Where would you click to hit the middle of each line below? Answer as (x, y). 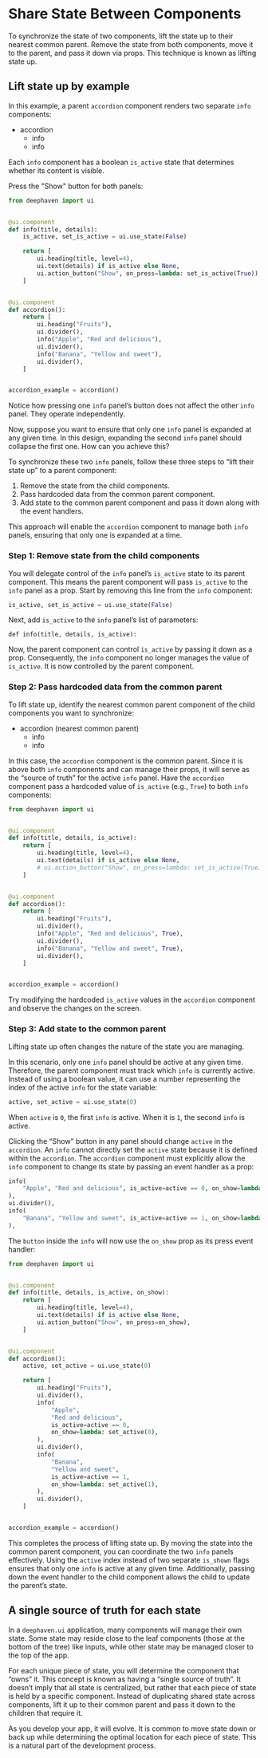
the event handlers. (51, 511)
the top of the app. (39, 1655)
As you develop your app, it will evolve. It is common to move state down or (132, 1728)
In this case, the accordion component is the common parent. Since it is (126, 761)
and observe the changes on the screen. (75, 1008)
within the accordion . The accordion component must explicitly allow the (127, 1158)
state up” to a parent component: (63, 471)
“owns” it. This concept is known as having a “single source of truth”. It (125, 1679)
